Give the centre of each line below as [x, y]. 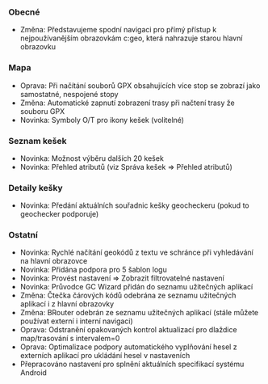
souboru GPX [42, 111]
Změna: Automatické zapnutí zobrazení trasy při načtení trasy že [128, 103]
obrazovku [38, 47]
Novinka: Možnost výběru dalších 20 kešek [92, 158]
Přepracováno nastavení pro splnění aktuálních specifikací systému [132, 364]
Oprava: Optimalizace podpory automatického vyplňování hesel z [128, 347]
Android [33, 373]
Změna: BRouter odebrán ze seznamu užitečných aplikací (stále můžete [139, 313]
